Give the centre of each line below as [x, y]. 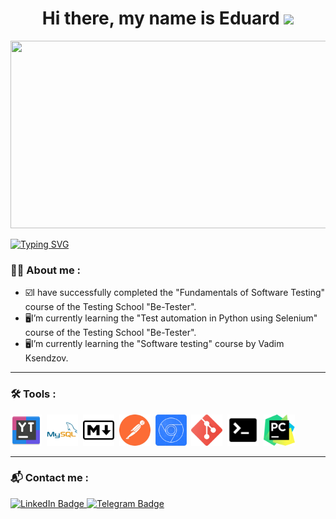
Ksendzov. [46, 358]
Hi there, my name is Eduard [160, 18]
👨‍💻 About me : [45, 270]
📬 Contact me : [50, 478]
